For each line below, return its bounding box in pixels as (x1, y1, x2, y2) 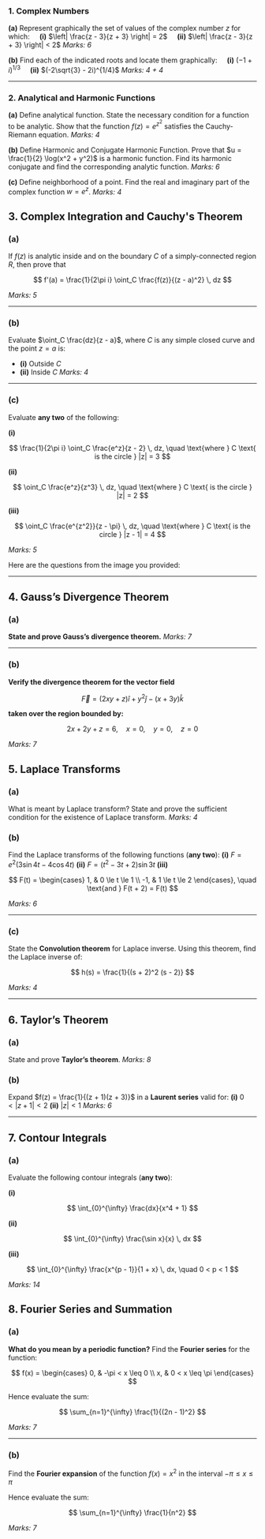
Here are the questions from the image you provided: (8, 560, 181, 569)
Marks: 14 (8, 1279, 41, 1289)
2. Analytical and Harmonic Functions (8, 92, 156, 103)
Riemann (8, 130, 37, 139)
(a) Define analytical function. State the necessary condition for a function (8, 111, 250, 120)
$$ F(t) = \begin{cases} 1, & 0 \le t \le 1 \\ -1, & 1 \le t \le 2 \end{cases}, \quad (8, 875, 257, 885)
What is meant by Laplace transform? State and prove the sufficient (8, 804, 227, 814)
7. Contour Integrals (8, 1131, 107, 1144)
